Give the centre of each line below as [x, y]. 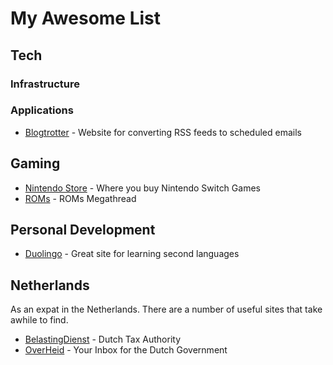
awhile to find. [39, 320]
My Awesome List [86, 18]
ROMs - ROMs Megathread [80, 198]
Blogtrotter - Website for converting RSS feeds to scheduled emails [163, 132]
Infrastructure [45, 84]
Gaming [35, 163]
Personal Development [83, 230]
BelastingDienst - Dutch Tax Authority [103, 339]
